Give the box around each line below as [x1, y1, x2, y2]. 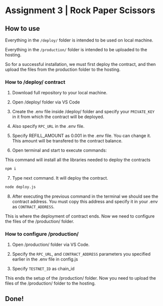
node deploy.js [5, 184, 36, 190]
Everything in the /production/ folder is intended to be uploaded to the [5, 47, 147, 52]
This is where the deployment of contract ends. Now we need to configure [5, 213, 155, 219]
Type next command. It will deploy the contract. [12, 175, 108, 181]
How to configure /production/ [5, 230, 79, 237]
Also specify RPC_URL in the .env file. [12, 123, 84, 129]
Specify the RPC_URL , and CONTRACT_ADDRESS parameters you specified [12, 251, 151, 257]
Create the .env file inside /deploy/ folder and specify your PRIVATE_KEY [12, 109, 155, 115]
